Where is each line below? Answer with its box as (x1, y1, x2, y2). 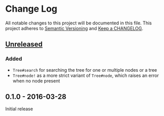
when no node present (12, 77, 60, 84)
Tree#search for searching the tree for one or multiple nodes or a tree (12, 67, 157, 73)
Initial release (5, 106, 33, 112)
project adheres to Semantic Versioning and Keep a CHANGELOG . (5, 25, 144, 31)
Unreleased (5, 40, 43, 49)
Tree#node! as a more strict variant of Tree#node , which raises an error (12, 72, 159, 78)
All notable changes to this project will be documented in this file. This (5, 20, 152, 26)
